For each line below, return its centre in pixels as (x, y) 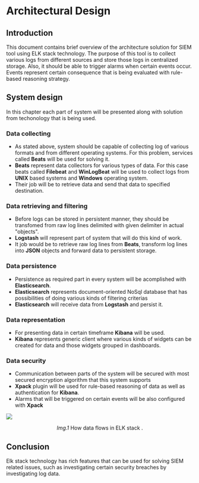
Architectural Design (59, 11)
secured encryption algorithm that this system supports (83, 380)
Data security (26, 360)
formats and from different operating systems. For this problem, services (104, 153)
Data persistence (31, 266)
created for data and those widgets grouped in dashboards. (88, 345)
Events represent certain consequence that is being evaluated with (88, 72)
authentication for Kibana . (47, 393)
